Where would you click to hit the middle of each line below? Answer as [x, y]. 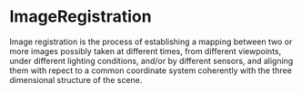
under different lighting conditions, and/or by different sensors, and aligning [151, 60]
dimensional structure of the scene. [76, 79]
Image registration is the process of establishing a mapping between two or [151, 42]
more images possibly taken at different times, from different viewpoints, [146, 51]
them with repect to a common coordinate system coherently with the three [151, 70]
